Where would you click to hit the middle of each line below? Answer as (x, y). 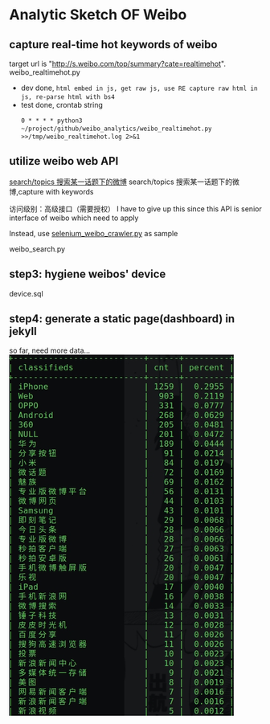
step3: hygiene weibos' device (88, 274)
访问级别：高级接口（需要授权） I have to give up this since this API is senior (135, 209)
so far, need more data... (50, 350)
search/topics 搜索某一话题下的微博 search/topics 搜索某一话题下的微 (125, 182)
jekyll (23, 331)
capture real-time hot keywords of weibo (113, 45)
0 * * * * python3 (51, 121)
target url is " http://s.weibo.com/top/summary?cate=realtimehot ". (117, 63)
